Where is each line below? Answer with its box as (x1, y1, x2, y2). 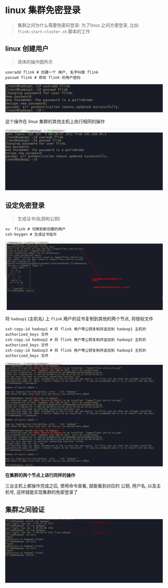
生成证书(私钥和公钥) (17, 215, 61, 221)
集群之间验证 (5, 505, 45, 514)
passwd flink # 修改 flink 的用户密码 (5, 75, 81, 80)
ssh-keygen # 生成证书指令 (5, 232, 57, 237)
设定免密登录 (5, 201, 45, 210)
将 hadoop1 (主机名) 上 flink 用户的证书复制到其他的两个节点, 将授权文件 (5, 316, 153, 322)
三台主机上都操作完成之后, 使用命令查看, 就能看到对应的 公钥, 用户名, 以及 (5, 483, 156, 489)
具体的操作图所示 (17, 59, 53, 65)
